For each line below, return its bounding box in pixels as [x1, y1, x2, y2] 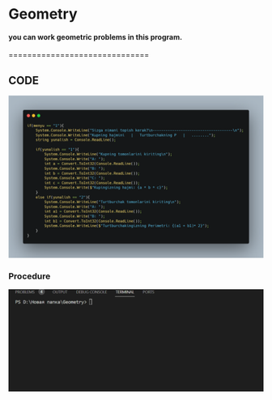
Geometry [8, 5, 79, 23]
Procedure [8, 270, 51, 282]
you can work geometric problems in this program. [8, 32, 183, 41]
